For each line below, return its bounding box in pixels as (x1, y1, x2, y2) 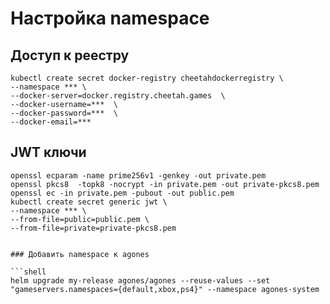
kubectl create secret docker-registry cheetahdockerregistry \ (10, 73, 284, 83)
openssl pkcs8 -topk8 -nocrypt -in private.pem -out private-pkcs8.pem (10, 179, 320, 189)
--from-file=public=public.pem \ (10, 214, 150, 224)
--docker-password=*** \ (10, 108, 118, 118)
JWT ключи (10, 144, 87, 161)
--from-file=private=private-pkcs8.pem (10, 223, 177, 233)
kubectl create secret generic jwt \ (10, 197, 168, 207)
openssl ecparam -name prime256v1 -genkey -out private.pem (10, 170, 267, 181)
